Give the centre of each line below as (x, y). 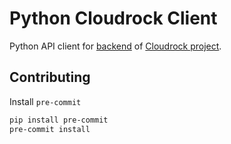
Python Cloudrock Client (113, 18)
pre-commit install (50, 129)
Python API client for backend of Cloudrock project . (115, 46)
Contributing (50, 77)
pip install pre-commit (59, 120)
